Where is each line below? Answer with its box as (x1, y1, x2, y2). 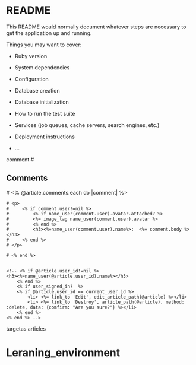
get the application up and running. (6, 29, 92, 36)
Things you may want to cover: (6, 41, 82, 48)
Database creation (14, 87, 61, 94)
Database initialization (14, 99, 69, 106)
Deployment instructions (14, 133, 75, 140)
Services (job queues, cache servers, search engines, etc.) (14, 121, 160, 128)
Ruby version (14, 52, 48, 59)
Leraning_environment (6, 345, 121, 359)
